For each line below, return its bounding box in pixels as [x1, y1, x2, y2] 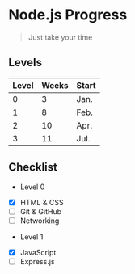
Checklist [8, 160, 58, 175]
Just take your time [27, 32, 93, 42]
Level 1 [19, 232, 44, 242]
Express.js [19, 256, 55, 266]
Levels [8, 56, 43, 70]
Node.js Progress [8, 6, 128, 24]
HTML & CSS [19, 197, 64, 207]
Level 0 [19, 182, 45, 192]
